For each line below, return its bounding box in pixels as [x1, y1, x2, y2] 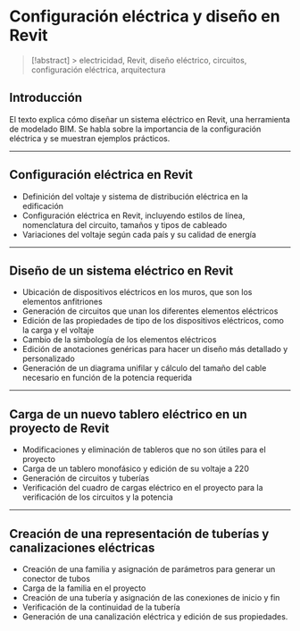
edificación [21, 200, 64, 211]
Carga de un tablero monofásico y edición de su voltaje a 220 [21, 463, 250, 475]
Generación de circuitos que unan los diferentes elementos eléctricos [21, 306, 279, 316]
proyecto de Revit [9, 420, 110, 435]
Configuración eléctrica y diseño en [9, 6, 280, 27]
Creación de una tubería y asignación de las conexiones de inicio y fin [21, 593, 280, 602]
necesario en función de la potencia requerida [21, 373, 193, 383]
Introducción [9, 90, 83, 105]
